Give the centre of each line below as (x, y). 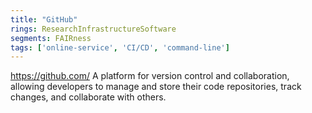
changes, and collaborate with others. (88, 97)
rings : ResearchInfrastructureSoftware (93, 29)
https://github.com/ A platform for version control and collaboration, (150, 76)
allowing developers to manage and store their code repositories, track (156, 87)
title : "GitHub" (44, 19)
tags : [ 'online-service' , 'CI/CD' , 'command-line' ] (120, 47)
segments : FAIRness (51, 38)
